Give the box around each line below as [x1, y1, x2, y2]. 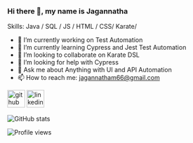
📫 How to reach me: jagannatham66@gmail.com [17, 74, 160, 82]
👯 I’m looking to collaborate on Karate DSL [17, 50, 140, 59]
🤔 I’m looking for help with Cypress [17, 58, 119, 67]
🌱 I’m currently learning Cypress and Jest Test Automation [17, 43, 187, 52]
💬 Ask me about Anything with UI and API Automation [17, 66, 172, 74]
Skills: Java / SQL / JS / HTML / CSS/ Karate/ [7, 22, 137, 31]
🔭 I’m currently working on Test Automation [17, 36, 143, 44]
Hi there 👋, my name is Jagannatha [7, 6, 128, 16]
